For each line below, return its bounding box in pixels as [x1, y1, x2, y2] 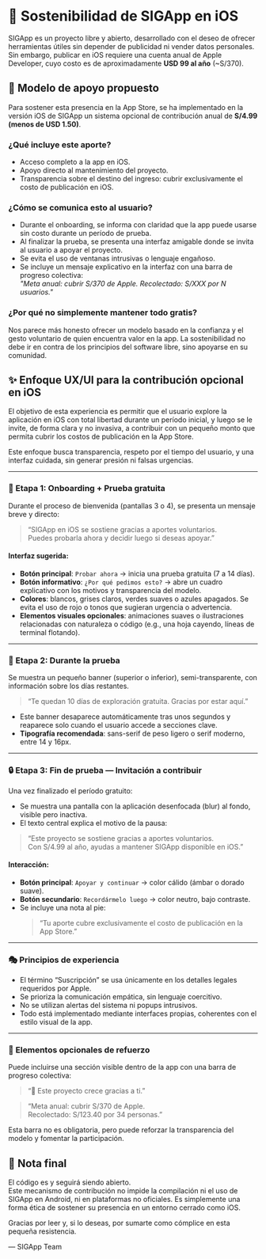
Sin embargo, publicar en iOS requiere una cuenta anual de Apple [8, 50, 222, 59]
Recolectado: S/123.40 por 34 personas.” [27, 1110, 163, 1120]
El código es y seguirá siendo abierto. [8, 1177, 131, 1187]
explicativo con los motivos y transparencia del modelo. [19, 585, 202, 595]
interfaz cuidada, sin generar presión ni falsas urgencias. [8, 455, 194, 466]
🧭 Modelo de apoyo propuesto [8, 82, 160, 95]
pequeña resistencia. [8, 1227, 77, 1236]
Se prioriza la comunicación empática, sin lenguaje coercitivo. [19, 992, 222, 1002]
